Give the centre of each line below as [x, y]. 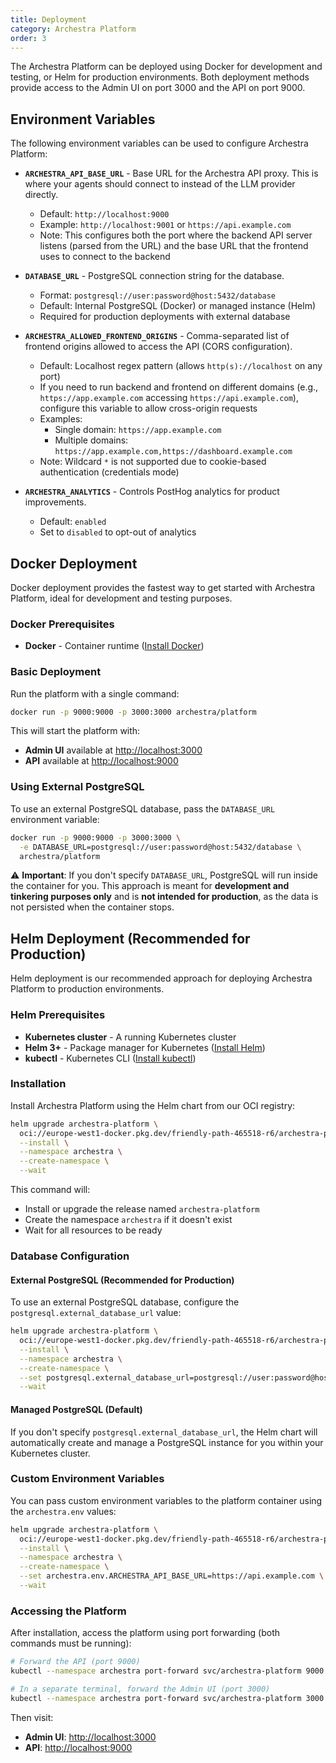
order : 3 [28, 38]
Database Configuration [70, 1256]
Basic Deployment [56, 672]
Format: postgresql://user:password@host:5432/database [158, 295]
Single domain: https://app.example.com [138, 430]
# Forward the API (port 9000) [75, 1662]
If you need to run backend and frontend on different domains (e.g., [179, 387]
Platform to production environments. [87, 989]
